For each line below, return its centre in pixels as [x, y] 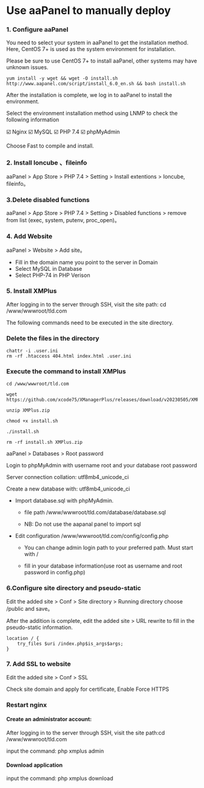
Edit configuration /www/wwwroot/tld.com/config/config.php [92, 536]
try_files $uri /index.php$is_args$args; [70, 644]
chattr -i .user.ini [32, 351]
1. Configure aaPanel [37, 30]
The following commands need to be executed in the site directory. [90, 322]
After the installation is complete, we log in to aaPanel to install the [89, 95]
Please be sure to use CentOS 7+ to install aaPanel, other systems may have [102, 61]
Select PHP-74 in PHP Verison [53, 275]
